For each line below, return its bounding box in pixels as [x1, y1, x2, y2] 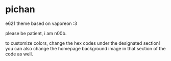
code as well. [5, 51, 33, 57]
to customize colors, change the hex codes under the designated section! [5, 40, 160, 46]
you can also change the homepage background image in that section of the [5, 45, 166, 51]
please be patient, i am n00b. [5, 30, 67, 36]
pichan [5, 4, 35, 15]
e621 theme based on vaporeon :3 [5, 20, 78, 26]
